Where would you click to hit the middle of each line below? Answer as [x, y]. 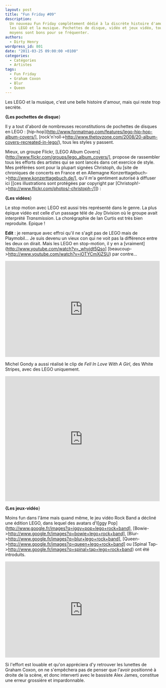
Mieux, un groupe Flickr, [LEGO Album [44, 152]
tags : [11, 70]
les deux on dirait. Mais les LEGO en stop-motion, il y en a [64, 243]
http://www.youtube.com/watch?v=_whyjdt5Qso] [57, 249]
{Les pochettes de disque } [33, 117]
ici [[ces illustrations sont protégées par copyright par [60, 183]
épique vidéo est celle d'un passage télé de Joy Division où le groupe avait [81, 213]
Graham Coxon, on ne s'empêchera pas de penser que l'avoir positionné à [81, 670]
